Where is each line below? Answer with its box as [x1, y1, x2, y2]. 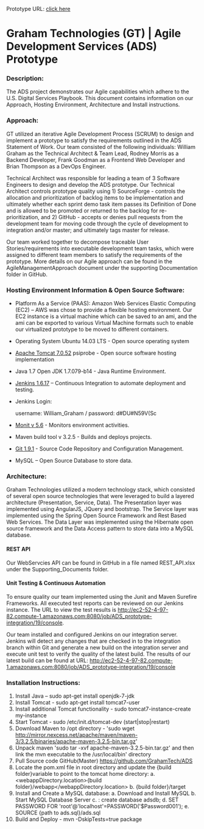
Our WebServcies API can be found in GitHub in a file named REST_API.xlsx [6, 559, 195, 567]
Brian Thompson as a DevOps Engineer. [6, 162, 107, 170]
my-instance [15, 712, 47, 719]
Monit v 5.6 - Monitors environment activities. [15, 421, 130, 429]
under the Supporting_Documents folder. [6, 565, 109, 573]
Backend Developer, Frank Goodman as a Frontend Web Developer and [6, 156, 185, 164]
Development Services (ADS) [6, 40, 157, 54]
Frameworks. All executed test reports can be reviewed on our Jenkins [6, 599, 184, 607]
